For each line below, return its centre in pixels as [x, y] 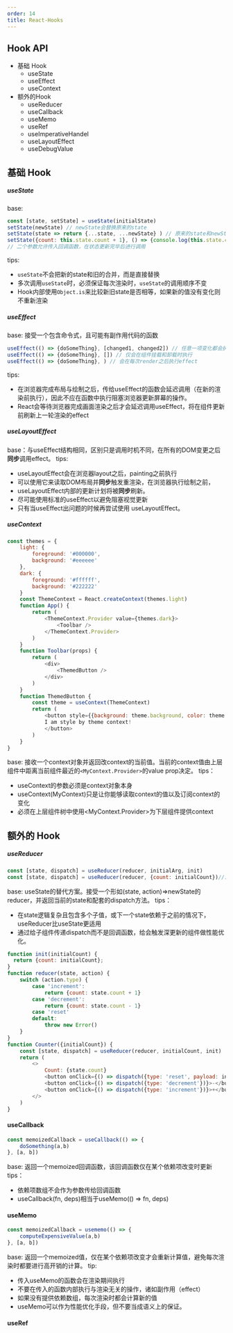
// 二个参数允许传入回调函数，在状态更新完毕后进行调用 [76, 247]
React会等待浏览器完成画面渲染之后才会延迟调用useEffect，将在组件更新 [121, 406]
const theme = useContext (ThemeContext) [91, 703]
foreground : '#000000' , [66, 554]
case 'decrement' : [59, 999]
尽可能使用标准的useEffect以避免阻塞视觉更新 [83, 499]
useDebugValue [50, 149]
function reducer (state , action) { [59, 974]
